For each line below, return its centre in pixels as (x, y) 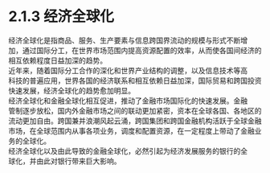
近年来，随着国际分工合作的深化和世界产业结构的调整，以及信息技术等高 (128, 70)
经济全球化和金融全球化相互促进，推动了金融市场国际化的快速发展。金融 (128, 101)
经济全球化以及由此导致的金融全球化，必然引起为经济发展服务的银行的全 (128, 150)
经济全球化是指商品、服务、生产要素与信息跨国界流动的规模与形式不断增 (128, 40)
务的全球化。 (29, 141)
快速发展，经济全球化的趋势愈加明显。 (72, 90)
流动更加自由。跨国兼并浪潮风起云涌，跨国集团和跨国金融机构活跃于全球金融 (135, 121)
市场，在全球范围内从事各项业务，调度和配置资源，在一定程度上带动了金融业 (135, 130)
